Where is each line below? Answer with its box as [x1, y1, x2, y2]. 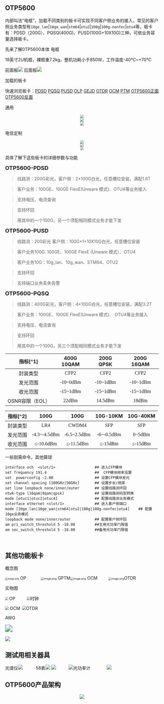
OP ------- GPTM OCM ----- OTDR [20, 575, 136, 581]
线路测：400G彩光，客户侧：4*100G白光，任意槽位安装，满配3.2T [17, 301, 152, 307]
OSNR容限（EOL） [7, 398, 50, 404]
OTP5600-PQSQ [5, 290, 49, 297]
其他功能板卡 [5, 551, 44, 560]
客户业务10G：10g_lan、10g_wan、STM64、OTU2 [17, 259, 118, 265]
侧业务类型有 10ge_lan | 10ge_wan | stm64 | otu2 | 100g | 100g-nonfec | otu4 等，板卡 [5, 23, 153, 29]
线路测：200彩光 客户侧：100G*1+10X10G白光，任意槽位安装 [17, 238, 141, 244]
